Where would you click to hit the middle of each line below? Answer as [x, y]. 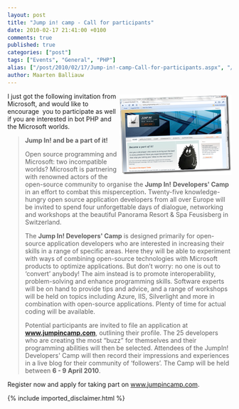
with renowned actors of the [66, 176]
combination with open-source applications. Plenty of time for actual [125, 304]
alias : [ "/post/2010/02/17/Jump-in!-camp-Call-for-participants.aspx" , [116, 68]
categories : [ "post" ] [39, 53]
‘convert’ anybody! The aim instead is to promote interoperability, [120, 273]
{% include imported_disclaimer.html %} [67, 398]
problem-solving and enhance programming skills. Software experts [124, 281]
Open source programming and [71, 154]
